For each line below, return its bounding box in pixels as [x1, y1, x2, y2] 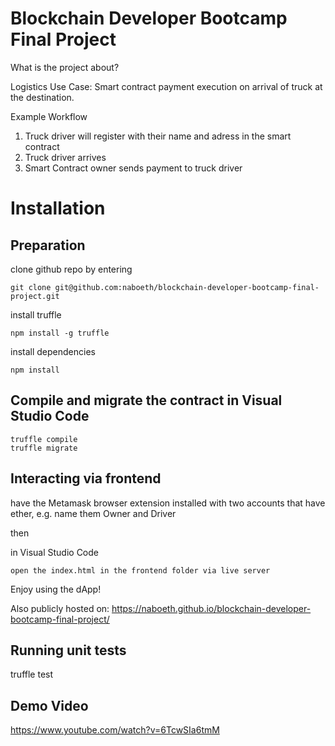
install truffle [10, 308, 62, 321]
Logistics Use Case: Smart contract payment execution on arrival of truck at [10, 80, 323, 92]
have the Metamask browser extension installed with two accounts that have [10, 497, 326, 509]
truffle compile [10, 434, 78, 444]
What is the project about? [10, 61, 120, 73]
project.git [10, 291, 60, 301]
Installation [10, 197, 106, 220]
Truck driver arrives [24, 151, 107, 163]
